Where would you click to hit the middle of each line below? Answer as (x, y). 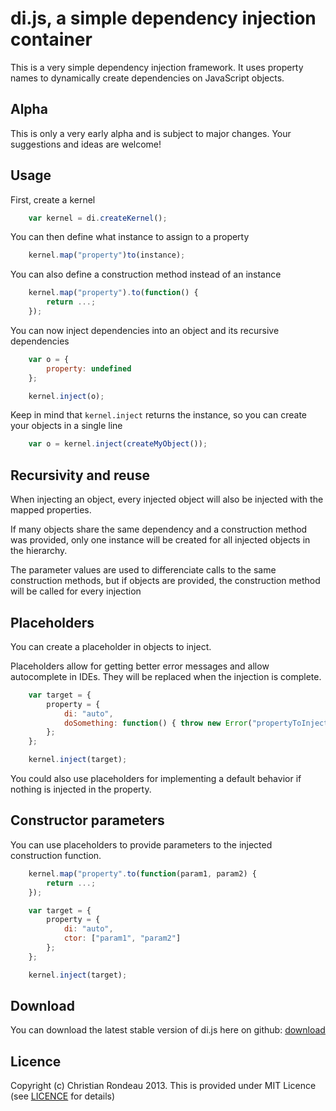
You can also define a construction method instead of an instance (146, 274)
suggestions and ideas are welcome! (86, 144)
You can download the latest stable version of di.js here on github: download (168, 1030)
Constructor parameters (87, 820)
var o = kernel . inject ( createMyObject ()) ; (118, 444)
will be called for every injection (76, 591)
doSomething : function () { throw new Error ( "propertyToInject (196, 723)
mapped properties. (51, 510)
